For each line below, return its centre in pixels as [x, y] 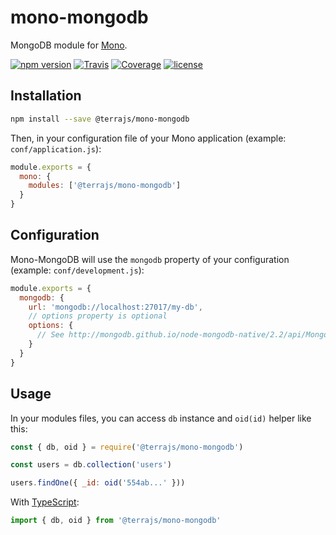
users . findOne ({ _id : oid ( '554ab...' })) [98, 483]
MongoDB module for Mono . [69, 45]
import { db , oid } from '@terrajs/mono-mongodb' [116, 521]
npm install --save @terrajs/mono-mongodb [100, 119]
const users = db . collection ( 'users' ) [91, 465]
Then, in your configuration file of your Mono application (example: [148, 138]
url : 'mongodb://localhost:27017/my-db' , [115, 307]
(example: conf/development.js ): [77, 270]
